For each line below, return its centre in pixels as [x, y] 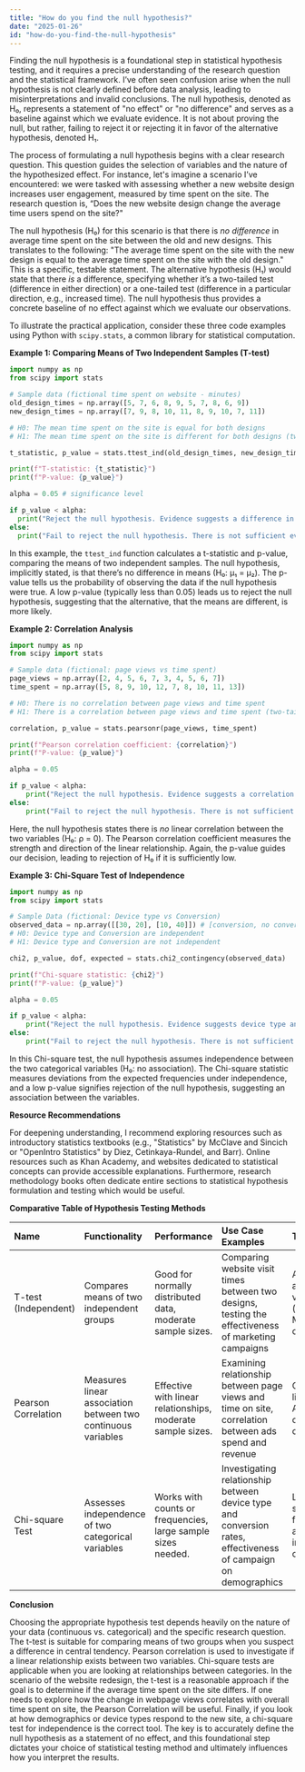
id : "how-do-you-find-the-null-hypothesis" [93, 35]
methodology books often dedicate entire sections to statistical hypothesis [149, 1180]
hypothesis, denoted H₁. [54, 138]
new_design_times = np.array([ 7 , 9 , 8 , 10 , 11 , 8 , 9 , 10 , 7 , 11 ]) [138, 411]
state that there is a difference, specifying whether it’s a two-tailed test [142, 279]
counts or [174, 1508]
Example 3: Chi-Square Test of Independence [97, 875]
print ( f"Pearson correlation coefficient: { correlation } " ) [123, 745]
